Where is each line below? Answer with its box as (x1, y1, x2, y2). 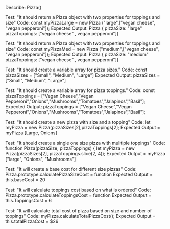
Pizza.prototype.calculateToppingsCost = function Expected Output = (5, 192, 152, 198)
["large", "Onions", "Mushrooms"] (5, 156, 76, 162)
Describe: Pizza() (5, 5, 42, 10)
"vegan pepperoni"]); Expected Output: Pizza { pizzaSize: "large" (5, 25, 142, 31)
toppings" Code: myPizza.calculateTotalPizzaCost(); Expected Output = (5, 213, 156, 219)
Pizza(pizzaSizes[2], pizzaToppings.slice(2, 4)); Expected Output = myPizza (5, 151, 165, 156)
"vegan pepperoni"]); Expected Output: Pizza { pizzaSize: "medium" (5, 51, 149, 57)
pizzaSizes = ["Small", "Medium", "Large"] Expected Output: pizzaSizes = (5, 72, 160, 78)
